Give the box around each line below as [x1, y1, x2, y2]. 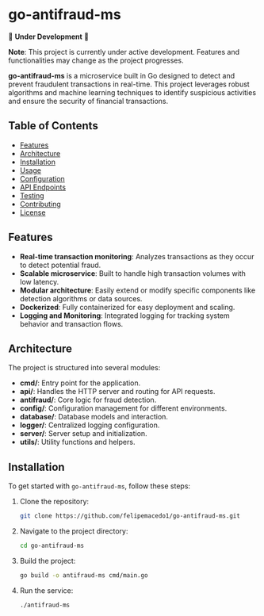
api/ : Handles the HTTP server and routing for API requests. [19, 387, 216, 396]
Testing [19, 190, 45, 200]
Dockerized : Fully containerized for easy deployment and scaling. [19, 302, 235, 312]
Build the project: [19, 556, 76, 565]
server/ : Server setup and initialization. [19, 429, 148, 438]
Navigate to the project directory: [19, 526, 128, 536]
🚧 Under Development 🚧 [8, 32, 90, 41]
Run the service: [19, 585, 74, 595]
